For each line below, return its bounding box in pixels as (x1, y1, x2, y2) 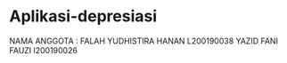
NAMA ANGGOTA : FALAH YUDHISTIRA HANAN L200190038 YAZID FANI (9, 35, 279, 46)
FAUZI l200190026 (9, 44, 78, 55)
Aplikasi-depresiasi (9, 6, 158, 27)
